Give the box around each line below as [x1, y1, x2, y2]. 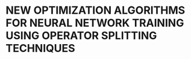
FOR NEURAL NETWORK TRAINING [5, 16, 184, 30]
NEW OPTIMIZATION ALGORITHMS [5, 4, 186, 17]
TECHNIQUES [5, 42, 76, 55]
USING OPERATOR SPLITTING [5, 29, 157, 42]
